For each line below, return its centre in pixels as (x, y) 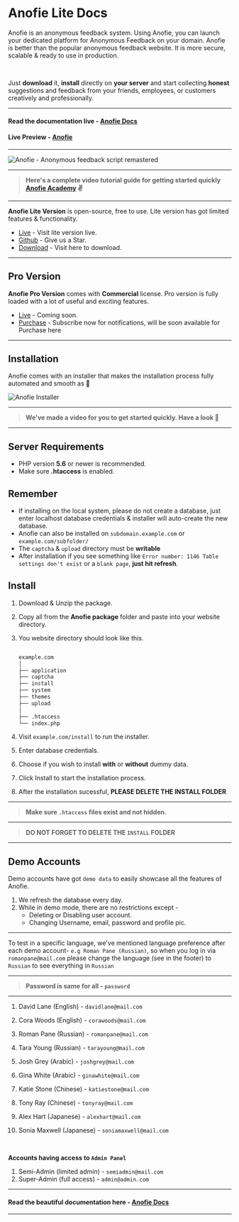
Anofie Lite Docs (58, 13)
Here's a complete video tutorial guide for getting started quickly (123, 180)
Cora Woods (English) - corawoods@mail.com (82, 1020)
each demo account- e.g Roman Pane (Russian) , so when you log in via (112, 951)
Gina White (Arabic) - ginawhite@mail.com (79, 1075)
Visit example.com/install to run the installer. (84, 737)
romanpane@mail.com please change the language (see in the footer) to (110, 958)
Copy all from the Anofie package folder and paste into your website (119, 616)
